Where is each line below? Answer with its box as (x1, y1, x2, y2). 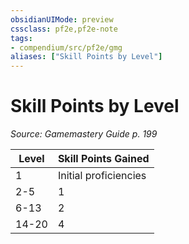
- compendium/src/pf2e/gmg (10, 42, 123, 53)
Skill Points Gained (57, 152, 150, 166)
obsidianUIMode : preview (10, 14, 114, 25)
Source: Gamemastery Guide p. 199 (10, 128, 158, 140)
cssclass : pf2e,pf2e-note (10, 24, 118, 34)
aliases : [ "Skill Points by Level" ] (10, 52, 163, 62)
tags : (10, 33, 33, 43)
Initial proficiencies (57, 169, 147, 183)
